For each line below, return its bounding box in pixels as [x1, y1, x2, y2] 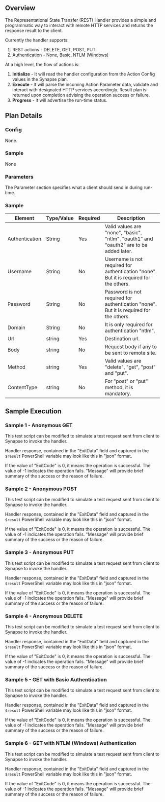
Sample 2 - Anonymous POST [5, 485, 78, 492]
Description [117, 215, 145, 221]
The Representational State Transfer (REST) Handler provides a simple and [5, 17, 156, 23]
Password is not [105, 289, 142, 295]
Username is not [105, 256, 143, 263]
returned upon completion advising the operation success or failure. [12, 92, 150, 98]
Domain [7, 324, 26, 331]
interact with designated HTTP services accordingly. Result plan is [12, 86, 147, 93]
